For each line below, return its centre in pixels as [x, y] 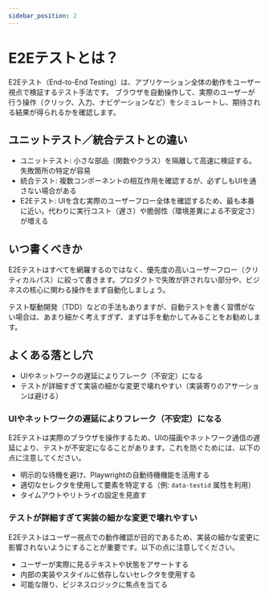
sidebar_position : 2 [43, 16]
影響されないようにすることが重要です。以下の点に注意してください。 [124, 547]
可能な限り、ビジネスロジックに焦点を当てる [94, 584]
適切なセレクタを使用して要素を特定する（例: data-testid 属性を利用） [137, 485]
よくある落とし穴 [51, 355]
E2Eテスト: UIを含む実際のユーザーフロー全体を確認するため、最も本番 [137, 201]
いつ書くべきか [45, 249]
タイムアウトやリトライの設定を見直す [83, 495]
